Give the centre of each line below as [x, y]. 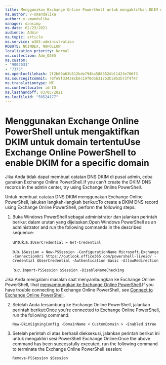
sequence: [23, 233]
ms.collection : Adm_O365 [31, 55]
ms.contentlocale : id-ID [31, 88]
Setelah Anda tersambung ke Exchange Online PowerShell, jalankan [81, 305]
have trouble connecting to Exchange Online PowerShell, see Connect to [79, 290]
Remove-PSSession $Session [40, 358]
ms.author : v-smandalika [31, 14]
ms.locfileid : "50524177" [32, 97]
